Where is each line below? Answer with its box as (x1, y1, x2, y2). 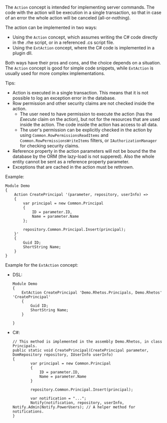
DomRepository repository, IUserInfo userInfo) (12, 352, 113, 357)
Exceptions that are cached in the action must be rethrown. (12, 164, 134, 170)
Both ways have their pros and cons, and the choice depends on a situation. (5, 60, 161, 65)
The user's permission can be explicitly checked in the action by (19, 127, 152, 133)
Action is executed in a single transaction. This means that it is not (12, 90, 149, 95)
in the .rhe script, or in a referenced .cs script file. (12, 39, 115, 45)
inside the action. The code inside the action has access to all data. (19, 122, 158, 127)
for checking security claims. (19, 143, 80, 149)
